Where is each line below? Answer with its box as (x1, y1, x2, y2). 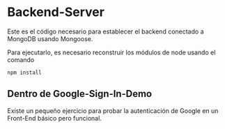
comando (7, 55, 35, 63)
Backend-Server (7, 4, 104, 20)
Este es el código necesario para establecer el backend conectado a (7, 27, 204, 36)
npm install (7, 69, 42, 76)
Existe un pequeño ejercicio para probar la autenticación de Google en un (7, 106, 219, 115)
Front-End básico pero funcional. (7, 114, 102, 122)
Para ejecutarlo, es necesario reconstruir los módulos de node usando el (7, 48, 216, 56)
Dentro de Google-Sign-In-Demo (7, 88, 152, 100)
